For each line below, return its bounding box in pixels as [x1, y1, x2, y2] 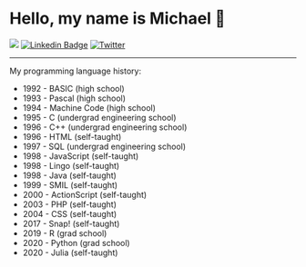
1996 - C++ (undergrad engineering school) [22, 122, 188, 133]
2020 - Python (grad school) [22, 237, 130, 248]
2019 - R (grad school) [22, 227, 107, 239]
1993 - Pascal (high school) [22, 93, 126, 104]
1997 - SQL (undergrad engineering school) [22, 141, 187, 152]
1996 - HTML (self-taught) [22, 131, 122, 142]
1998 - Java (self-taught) [22, 170, 117, 181]
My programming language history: [9, 65, 142, 76]
